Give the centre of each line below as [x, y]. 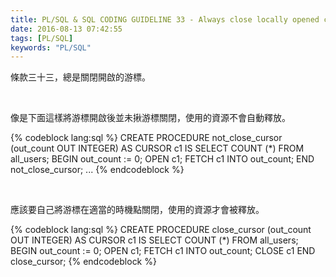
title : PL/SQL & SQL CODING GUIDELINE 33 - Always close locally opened [165, 19]
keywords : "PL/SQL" [51, 47]
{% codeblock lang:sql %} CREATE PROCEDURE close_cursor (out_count [161, 230]
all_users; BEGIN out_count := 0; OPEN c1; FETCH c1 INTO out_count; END [162, 159]
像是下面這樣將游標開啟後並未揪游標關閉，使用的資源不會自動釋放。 [150, 118]
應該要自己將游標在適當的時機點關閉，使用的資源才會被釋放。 [137, 210]
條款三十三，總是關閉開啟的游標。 [80, 77]
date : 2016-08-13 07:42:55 [66, 29]
